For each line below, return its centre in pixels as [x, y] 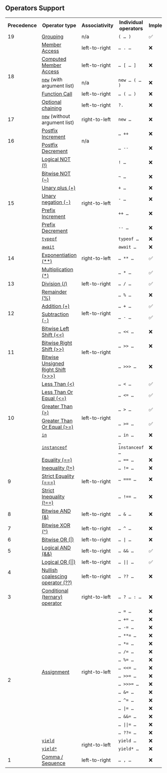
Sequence [53, 763]
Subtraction [55, 314]
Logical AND [56, 547]
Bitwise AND [56, 511]
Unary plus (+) [59, 188]
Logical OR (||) [59, 562]
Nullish [50, 570]
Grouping [52, 36]
